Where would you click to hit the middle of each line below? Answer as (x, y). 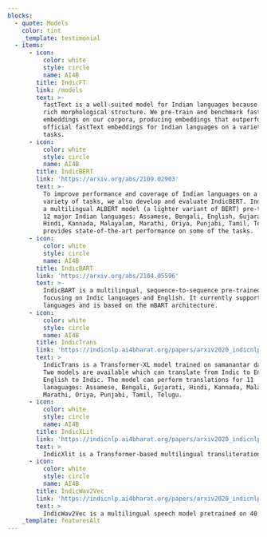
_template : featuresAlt (61, 521)
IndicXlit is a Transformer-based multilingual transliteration (152, 454)
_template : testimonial (61, 38)
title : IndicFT (61, 82)
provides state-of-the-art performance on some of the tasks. (148, 231)
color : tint (41, 30)
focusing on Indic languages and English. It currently (137, 298)
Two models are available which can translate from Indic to (146, 372)
